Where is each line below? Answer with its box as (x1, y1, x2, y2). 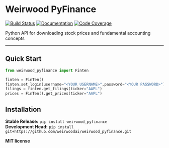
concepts (5, 35, 25, 41)
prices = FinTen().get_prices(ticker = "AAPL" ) (5, 91, 102, 96)
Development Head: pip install (5, 123, 74, 129)
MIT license (5, 137, 30, 144)
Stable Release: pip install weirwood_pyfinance (5, 118, 108, 124)
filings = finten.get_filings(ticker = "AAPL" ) (5, 87, 102, 92)
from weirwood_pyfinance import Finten (5, 68, 89, 73)
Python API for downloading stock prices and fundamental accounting (5, 30, 151, 36)
